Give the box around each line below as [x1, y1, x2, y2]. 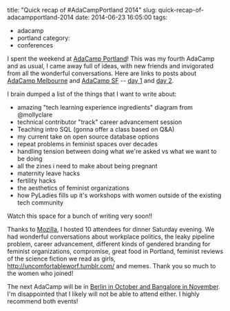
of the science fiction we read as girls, [7, 254, 116, 263]
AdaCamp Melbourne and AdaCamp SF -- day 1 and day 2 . [7, 77, 174, 85]
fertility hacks [17, 177, 56, 185]
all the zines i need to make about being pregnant [17, 162, 158, 170]
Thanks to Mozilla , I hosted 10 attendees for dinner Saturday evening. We [7, 225, 215, 233]
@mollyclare [17, 110, 53, 119]
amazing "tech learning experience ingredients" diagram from [17, 103, 193, 111]
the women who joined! [7, 269, 74, 277]
